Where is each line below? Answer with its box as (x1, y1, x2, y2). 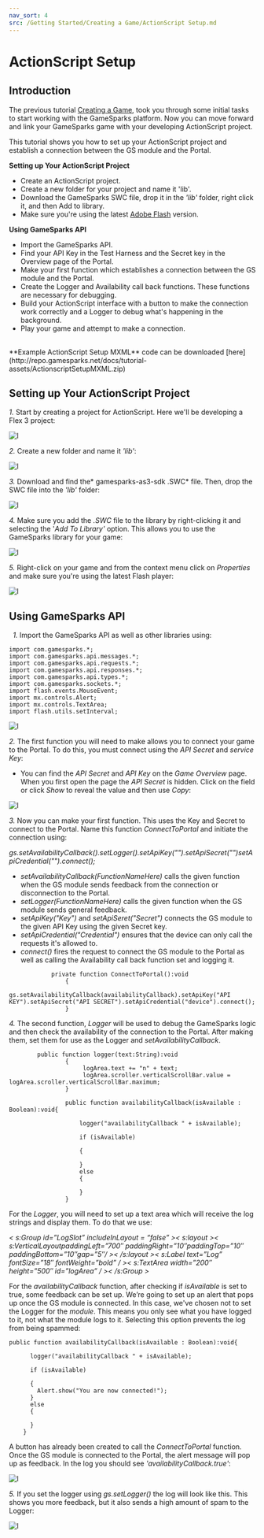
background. (20, 315, 62, 324)
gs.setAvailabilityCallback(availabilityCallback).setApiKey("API (9, 991, 231, 999)
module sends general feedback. (20, 905, 128, 914)
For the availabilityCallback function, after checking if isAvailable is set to (9, 1281, 247, 1292)
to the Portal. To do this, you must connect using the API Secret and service (9, 745, 255, 754)
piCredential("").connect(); (9, 856, 96, 866)
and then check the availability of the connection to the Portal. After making (9, 1027, 254, 1036)
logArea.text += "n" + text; (82, 1065, 178, 1073)
